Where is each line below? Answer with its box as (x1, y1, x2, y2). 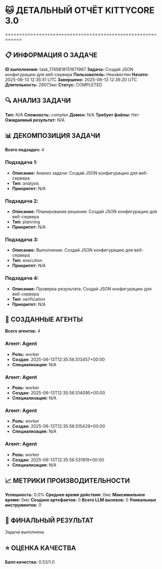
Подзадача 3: (5, 236, 39, 243)
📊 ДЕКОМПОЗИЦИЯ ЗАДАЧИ (5, 131, 100, 140)
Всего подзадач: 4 (5, 147, 45, 153)
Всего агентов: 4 (5, 328, 41, 334)
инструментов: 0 (5, 502, 42, 508)
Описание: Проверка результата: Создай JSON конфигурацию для (12, 286, 152, 292)
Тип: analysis (12, 180, 39, 186)
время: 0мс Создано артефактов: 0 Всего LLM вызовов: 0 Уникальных (5, 497, 157, 503)
